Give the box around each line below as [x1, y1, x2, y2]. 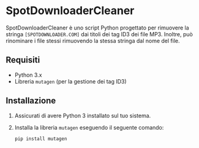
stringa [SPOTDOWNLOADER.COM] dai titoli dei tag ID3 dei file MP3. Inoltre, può [6, 30, 193, 37]
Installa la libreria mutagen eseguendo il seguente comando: [14, 123, 164, 131]
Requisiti [6, 55, 40, 65]
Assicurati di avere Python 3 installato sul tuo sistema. [14, 112, 151, 119]
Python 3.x [14, 71, 42, 79]
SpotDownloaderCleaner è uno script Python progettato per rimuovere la [6, 24, 189, 31]
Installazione [6, 96, 56, 106]
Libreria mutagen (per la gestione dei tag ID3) [14, 77, 127, 85]
